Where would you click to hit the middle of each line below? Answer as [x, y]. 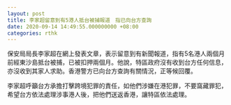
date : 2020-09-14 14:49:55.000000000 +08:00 [73, 26]
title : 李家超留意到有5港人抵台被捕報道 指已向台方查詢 [80, 20]
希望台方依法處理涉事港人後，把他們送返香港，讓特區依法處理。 [99, 95]
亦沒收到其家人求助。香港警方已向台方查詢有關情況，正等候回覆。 [102, 71]
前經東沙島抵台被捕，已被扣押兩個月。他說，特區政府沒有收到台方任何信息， [117, 63]
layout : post [26, 14]
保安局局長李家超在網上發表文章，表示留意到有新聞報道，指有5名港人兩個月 [116, 54]
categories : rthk [32, 33]
